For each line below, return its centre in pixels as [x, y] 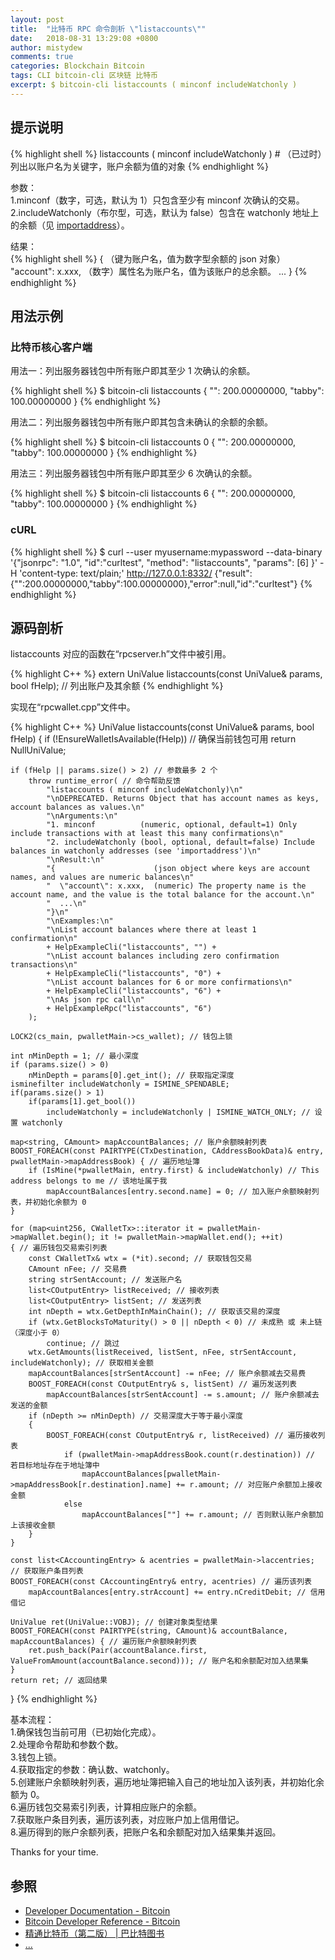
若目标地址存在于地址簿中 [55, 1466]
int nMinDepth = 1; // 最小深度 [75, 1056]
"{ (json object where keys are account [178, 869]
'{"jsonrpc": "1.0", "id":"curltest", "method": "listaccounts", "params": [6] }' [164, 562]
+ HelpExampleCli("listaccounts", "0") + [134, 974]
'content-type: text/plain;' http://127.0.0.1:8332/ [116, 573]
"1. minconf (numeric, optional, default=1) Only [172, 825]
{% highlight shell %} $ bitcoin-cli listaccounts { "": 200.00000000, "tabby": [167, 391]
